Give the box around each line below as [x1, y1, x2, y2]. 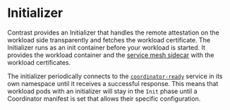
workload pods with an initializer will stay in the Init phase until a [7, 87, 198, 95]
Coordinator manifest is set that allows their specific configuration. [7, 94, 201, 103]
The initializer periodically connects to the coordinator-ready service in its [7, 72, 223, 80]
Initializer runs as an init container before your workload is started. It [7, 43, 206, 51]
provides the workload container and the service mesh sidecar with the [7, 51, 214, 59]
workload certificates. [7, 58, 71, 66]
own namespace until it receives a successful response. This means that [7, 79, 219, 87]
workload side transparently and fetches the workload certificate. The [7, 35, 210, 44]
